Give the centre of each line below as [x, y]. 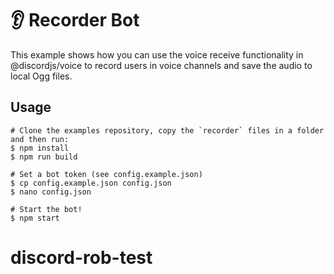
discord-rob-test [81, 257]
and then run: [40, 139]
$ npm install [40, 148]
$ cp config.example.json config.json [91, 183]
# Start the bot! [46, 209]
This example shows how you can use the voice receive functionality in [157, 54]
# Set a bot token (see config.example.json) [106, 174]
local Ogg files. [41, 76]
